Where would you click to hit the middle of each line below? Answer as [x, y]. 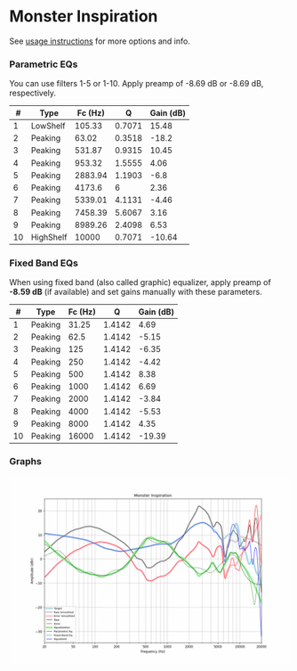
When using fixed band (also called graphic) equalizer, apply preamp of [140, 282]
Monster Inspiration [84, 16]
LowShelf [48, 126]
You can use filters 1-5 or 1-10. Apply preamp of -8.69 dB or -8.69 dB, [136, 84]
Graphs [25, 462]
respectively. [32, 93]
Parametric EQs [44, 64]
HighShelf [49, 237]
